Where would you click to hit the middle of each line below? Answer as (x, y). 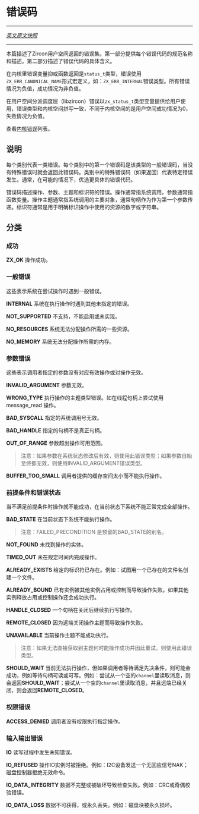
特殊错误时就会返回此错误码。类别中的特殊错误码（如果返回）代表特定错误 (102, 172)
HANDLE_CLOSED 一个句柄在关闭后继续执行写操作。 (71, 610)
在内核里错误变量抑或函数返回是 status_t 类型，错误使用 (74, 73)
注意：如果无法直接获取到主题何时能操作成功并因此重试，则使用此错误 (106, 648)
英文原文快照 (22, 35)
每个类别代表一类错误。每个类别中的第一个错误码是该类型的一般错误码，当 (97, 165)
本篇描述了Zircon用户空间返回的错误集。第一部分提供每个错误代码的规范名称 (99, 54)
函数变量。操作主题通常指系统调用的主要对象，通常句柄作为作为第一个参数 (97, 199)
